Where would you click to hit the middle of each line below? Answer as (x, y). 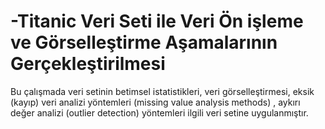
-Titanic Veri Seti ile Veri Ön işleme (157, 21)
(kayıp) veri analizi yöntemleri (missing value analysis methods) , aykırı (155, 102)
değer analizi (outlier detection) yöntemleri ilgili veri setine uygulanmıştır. (159, 112)
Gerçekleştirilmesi (88, 64)
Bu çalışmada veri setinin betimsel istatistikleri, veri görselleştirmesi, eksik (162, 91)
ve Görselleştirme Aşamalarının (144, 42)
